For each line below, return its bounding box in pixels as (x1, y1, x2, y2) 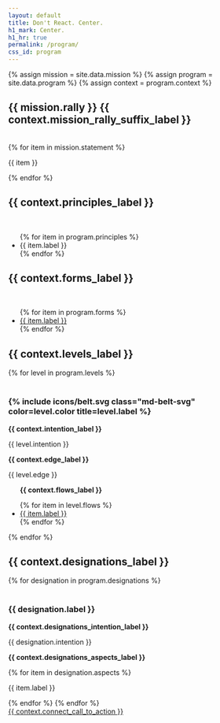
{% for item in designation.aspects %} (8, 667, 132, 677)
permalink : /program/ (8, 41, 79, 49)
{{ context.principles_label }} (8, 196, 155, 209)
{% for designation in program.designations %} (8, 576, 161, 585)
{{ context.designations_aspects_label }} (8, 652, 146, 662)
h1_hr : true (8, 33, 47, 42)
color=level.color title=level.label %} (8, 406, 152, 417)
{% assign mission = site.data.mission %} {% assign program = (8, 70, 214, 79)
